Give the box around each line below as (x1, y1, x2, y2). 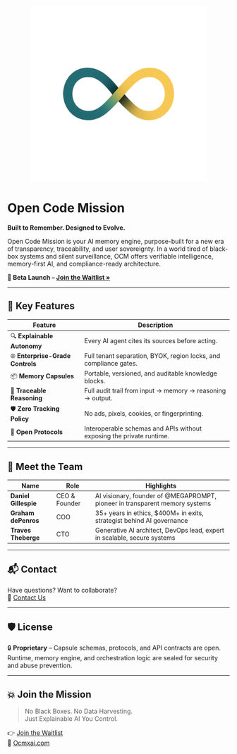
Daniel (10, 491, 30, 500)
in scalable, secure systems (95, 533, 176, 542)
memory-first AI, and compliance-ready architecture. (7, 259, 161, 268)
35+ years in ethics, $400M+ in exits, (95, 509, 204, 517)
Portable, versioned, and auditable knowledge (84, 369, 217, 378)
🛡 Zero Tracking (10, 404, 60, 413)
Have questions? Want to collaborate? (7, 586, 118, 594)
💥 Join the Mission (7, 688, 92, 700)
